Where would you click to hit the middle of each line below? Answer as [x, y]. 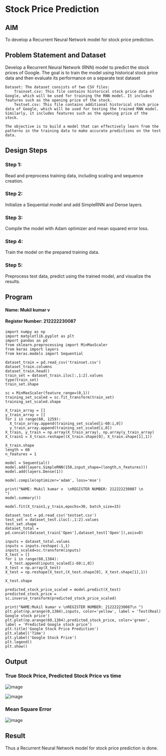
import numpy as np [25, 332]
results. [13, 281]
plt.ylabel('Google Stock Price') [41, 638]
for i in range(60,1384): [32, 559]
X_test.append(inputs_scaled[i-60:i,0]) [52, 563]
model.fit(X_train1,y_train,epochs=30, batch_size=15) [63, 506]
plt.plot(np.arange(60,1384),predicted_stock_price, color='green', [78, 620]
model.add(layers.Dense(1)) [34, 471]
